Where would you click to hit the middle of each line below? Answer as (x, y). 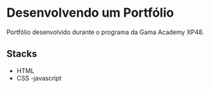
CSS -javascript (39, 78)
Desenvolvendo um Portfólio (90, 13)
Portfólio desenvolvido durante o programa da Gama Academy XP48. (105, 32)
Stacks (22, 54)
